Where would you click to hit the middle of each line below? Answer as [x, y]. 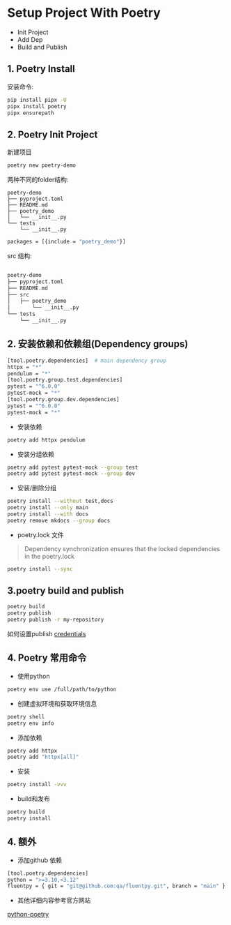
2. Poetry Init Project [53, 134]
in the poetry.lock [49, 556]
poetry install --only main [48, 508]
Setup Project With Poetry [84, 13]
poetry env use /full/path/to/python [62, 689]
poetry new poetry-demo [42, 165]
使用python [33, 676]
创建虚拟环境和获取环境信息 [57, 703]
